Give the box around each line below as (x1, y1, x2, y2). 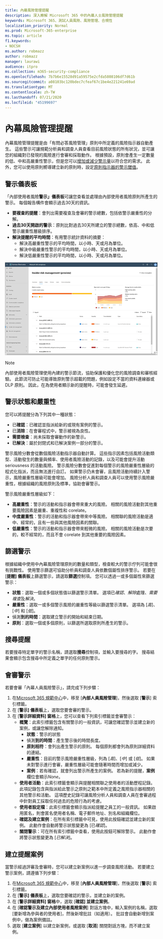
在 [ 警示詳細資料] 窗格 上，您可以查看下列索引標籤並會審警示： (12, 713, 136, 719)
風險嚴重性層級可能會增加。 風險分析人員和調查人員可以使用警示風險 (13, 474, 150, 480)
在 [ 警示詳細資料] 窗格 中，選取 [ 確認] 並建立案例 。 (12, 899, 112, 905)
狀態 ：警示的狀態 (26, 731, 61, 738)
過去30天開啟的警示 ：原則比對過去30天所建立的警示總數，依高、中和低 (12, 222, 155, 228)
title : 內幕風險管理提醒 (5, 8, 49, 13)
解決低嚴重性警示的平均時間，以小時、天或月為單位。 (19, 252, 126, 258)
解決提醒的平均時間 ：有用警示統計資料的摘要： (12, 235, 105, 240)
